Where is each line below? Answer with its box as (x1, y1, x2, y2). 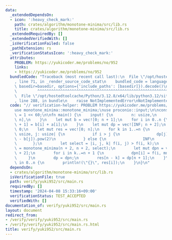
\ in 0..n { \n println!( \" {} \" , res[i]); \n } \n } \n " (14, 160, 150, 165)
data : (5, 7, 17, 13)
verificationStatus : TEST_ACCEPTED (10, 193, 86, 198)
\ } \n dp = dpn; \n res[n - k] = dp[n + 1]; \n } (14, 155, 166, 161)
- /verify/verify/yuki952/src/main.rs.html (5, 222, 100, 227)
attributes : (10, 55, 36, 61)
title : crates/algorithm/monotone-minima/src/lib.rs (14, 27, 130, 32)
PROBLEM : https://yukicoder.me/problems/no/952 (14, 60, 118, 65)
